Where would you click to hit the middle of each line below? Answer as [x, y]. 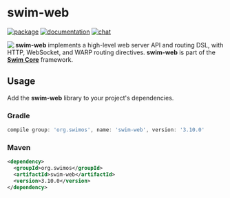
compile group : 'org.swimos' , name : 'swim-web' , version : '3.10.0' [106, 130]
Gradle [19, 115]
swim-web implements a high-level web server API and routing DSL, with [119, 45]
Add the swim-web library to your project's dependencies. [91, 98]
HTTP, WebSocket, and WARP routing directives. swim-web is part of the [111, 52]
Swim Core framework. [40, 59]
